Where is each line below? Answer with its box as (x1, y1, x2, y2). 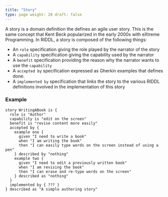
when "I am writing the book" (18, 138, 82, 143)
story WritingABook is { (5, 108, 57, 113)
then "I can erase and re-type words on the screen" (18, 169, 132, 174)
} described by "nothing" (14, 151, 69, 156)
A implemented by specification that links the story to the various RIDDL (12, 78, 160, 84)
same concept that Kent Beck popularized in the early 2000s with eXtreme (5, 31, 160, 37)
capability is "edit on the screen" (10, 116, 87, 121)
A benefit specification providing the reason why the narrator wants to (12, 57, 159, 63)
